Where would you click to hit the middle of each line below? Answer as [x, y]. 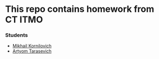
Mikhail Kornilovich [32, 46]
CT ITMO [24, 20]
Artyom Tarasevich [32, 51]
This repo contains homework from [80, 9]
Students [17, 35]
